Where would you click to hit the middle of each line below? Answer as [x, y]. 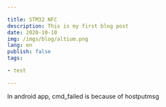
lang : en [20, 46]
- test [17, 70]
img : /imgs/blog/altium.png [48, 39]
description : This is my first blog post [68, 26]
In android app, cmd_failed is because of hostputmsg [83, 96]
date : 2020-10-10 [32, 32]
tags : [15, 58]
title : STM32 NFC [32, 19]
